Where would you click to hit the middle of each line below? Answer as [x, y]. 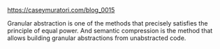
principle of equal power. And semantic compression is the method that [110, 31]
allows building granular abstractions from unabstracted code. [97, 38]
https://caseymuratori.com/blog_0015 [61, 10]
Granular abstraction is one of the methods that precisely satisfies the [108, 23]
